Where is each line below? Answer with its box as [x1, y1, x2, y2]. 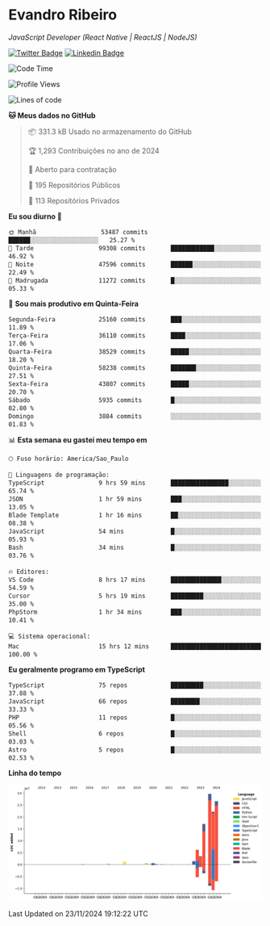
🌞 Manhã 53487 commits [8, 228, 148, 236]
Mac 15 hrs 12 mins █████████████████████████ [8, 642, 262, 651]
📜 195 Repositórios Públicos [27, 180, 121, 190]
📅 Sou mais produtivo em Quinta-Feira [8, 299, 139, 308]
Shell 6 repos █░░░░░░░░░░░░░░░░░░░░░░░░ [8, 729, 262, 738]
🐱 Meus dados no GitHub [8, 111, 96, 120]
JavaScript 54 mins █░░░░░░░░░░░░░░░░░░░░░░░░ [8, 527, 262, 535]
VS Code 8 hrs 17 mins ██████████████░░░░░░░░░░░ [8, 576, 262, 584]
